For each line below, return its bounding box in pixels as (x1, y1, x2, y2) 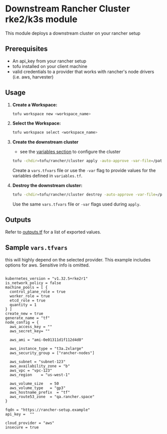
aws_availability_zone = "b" (9, 363, 70, 368)
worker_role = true (9, 293, 50, 298)
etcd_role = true (9, 298, 46, 303)
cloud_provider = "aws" (5, 420, 55, 425)
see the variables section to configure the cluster (19, 148, 121, 155)
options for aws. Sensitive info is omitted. (5, 262, 90, 268)
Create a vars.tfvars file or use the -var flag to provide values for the (12, 167, 156, 173)
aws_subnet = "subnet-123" (9, 359, 66, 364)
